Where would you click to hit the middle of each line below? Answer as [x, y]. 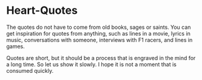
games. [16, 46]
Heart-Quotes [42, 11]
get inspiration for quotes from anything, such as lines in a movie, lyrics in [99, 33]
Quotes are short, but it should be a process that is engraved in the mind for [101, 58]
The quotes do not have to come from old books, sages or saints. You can [99, 27]
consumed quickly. [30, 70]
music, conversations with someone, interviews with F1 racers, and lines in [99, 40]
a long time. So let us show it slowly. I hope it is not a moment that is [92, 64]
